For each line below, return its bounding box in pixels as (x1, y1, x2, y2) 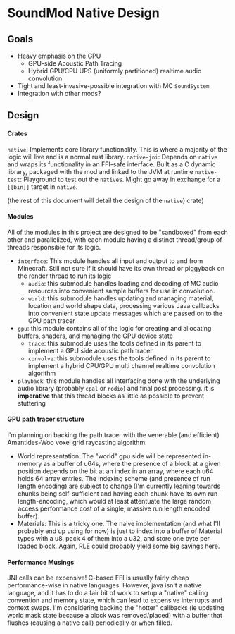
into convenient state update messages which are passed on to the (27, 309, 223, 317)
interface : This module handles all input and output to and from (17, 256, 203, 265)
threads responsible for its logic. (7, 243, 101, 251)
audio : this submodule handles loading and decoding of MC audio (27, 279, 219, 287)
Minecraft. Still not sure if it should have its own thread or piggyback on (17, 264, 225, 272)
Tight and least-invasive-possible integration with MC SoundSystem (17, 82, 210, 90)
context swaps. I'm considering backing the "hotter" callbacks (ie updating (7, 604, 224, 612)
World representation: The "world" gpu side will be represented (17, 452, 202, 460)
